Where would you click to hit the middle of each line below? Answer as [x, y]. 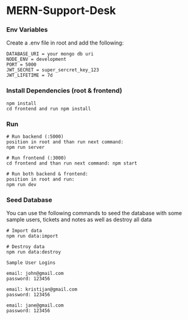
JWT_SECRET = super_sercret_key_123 [53, 70]
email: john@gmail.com [35, 274]
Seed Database [30, 200]
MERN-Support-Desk [61, 11]
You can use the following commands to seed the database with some [94, 213]
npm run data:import [33, 236]
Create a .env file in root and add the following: [65, 43]
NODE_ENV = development [37, 59]
